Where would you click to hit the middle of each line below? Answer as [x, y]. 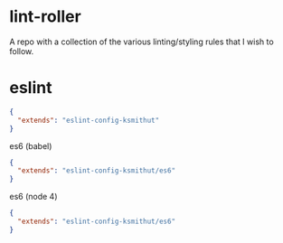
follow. [22, 51]
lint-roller [45, 17]
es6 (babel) [31, 145]
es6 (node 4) [33, 197]
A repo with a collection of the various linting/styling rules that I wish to [141, 42]
